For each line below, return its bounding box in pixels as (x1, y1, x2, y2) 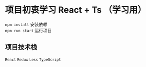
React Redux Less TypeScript (5, 57, 61, 62)
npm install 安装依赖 (5, 21, 48, 27)
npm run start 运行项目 (5, 27, 52, 33)
